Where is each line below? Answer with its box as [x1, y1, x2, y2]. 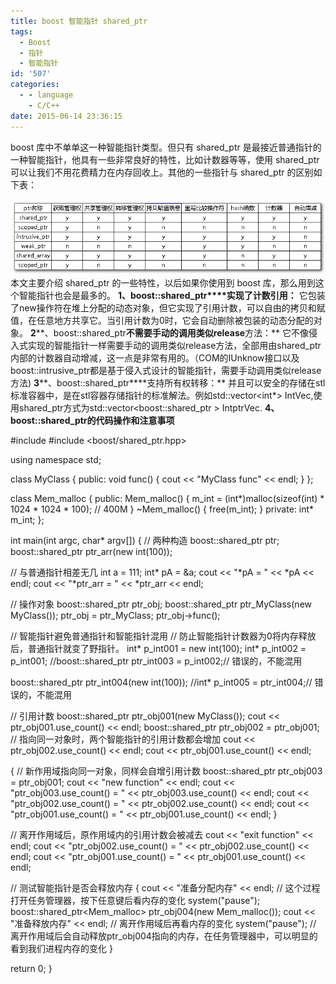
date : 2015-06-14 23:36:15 [10, 111, 123, 121]
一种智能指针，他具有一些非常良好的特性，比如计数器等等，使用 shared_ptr [10, 153, 320, 165]
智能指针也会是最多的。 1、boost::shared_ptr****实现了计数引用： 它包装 [18, 290, 326, 302]
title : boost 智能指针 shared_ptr [10, 16, 148, 26]
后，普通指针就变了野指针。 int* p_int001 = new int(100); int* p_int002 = [10, 643, 307, 655]
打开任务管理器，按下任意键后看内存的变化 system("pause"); [10, 895, 261, 907]
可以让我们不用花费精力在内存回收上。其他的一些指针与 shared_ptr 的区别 [10, 166, 314, 178]
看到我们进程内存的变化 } [10, 943, 113, 955]
